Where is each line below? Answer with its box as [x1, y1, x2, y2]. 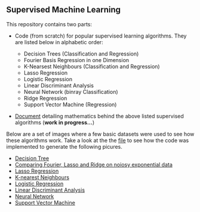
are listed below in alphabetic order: [14, 38, 103, 45]
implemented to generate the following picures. [6, 143, 122, 150]
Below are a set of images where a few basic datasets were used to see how [6, 130, 195, 137]
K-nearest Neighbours [14, 173, 70, 181]
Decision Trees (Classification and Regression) [23, 50, 139, 57]
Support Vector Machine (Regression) [23, 101, 117, 108]
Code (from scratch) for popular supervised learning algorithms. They [14, 32, 187, 39]
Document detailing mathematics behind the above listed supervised [14, 112, 184, 119]
